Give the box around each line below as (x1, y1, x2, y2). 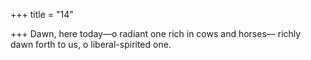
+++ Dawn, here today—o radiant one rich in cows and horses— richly (10, 28, 302, 39)
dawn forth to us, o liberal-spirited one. (10, 39, 172, 50)
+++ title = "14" (10, 9, 74, 20)
